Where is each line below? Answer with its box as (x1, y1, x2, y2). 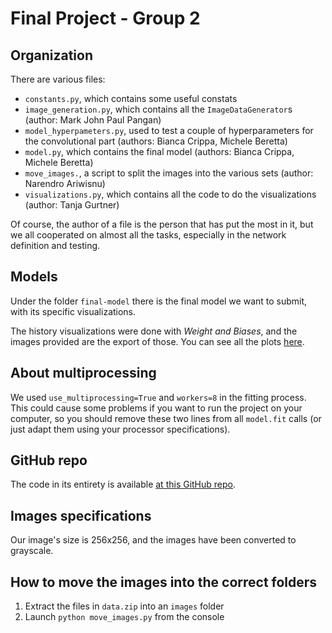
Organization (10, 47, 93, 64)
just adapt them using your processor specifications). (10, 423, 231, 435)
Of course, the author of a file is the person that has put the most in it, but (10, 218, 314, 230)
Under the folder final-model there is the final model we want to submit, (10, 295, 308, 307)
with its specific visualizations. (10, 305, 137, 317)
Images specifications (10, 507, 152, 524)
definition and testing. (10, 240, 101, 251)
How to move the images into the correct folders (10, 573, 318, 591)
